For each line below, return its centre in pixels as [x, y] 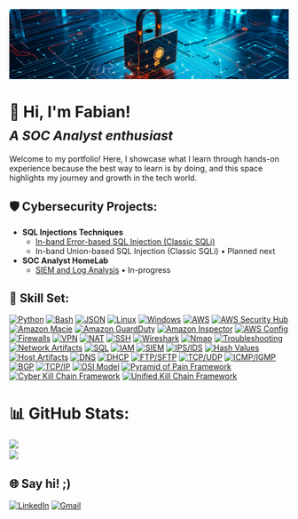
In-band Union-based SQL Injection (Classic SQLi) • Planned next [155, 252]
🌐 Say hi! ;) [40, 484]
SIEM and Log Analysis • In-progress [103, 270]
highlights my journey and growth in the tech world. [103, 178]
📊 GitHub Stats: [70, 414]
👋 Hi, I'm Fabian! [70, 112]
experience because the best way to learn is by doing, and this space [136, 168]
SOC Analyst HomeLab [65, 260]
